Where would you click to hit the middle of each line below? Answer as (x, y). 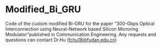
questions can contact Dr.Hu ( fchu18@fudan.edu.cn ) (61, 40)
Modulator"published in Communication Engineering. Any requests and (81, 34)
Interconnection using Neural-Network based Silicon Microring (72, 29)
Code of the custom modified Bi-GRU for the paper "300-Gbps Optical (80, 23)
